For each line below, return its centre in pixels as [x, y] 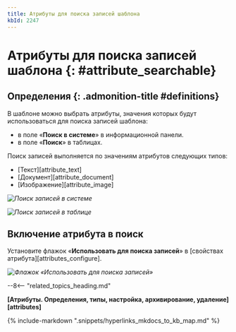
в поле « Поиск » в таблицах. [60, 142]
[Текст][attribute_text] [50, 170]
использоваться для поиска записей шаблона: [77, 121]
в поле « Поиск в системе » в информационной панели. [101, 134]
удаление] [213, 300]
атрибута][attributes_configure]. [55, 259]
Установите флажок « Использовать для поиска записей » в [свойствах [116, 251]
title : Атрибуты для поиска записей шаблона [74, 14]
